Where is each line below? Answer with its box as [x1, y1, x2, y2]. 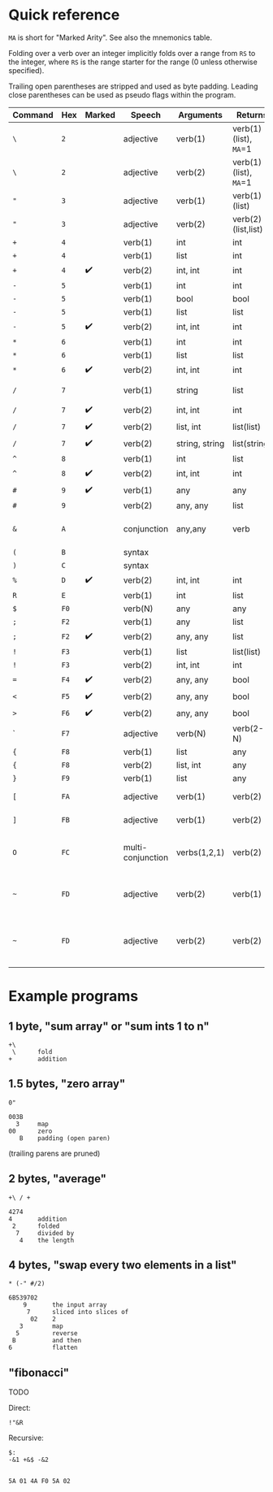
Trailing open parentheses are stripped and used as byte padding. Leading [8, 81, 258, 91]
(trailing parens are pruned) [8, 1148, 101, 1158]
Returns [236, 109, 268, 120]
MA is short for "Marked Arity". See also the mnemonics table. [8, 33, 213, 42]
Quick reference [8, 6, 120, 24]
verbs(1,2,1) [175, 847, 225, 858]
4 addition [8, 1215, 67, 1223]
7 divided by [15, 1229, 75, 1237]
